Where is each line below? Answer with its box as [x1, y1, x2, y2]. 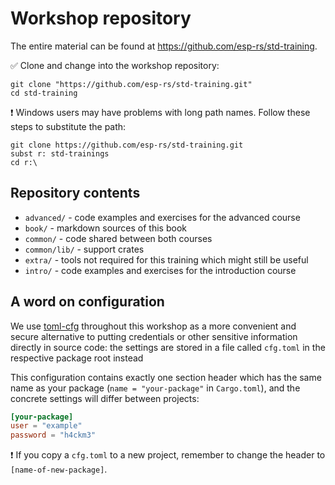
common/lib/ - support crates [24, 243, 145, 255]
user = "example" [10, 421, 83, 431]
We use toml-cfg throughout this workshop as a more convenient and [10, 320, 297, 332]
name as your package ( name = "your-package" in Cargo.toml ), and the [10, 382, 301, 394]
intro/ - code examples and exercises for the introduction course [24, 264, 297, 276]
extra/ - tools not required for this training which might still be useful [24, 253, 309, 266]
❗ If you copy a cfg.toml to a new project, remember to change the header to [10, 449, 326, 461]
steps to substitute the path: [10, 120, 127, 132]
